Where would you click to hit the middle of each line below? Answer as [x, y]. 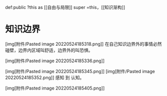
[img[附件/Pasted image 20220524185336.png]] [55, 61]
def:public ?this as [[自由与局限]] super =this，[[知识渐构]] [65, 7]
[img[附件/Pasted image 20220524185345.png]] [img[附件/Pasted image [80, 71]
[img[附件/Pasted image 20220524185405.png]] [55, 88]
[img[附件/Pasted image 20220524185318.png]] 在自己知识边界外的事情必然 [83, 44]
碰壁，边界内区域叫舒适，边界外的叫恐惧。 [49, 50]
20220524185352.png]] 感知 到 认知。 [45, 77]
